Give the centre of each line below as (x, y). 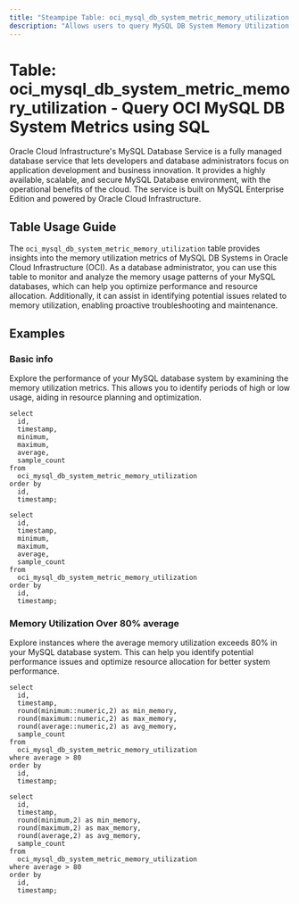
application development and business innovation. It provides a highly (137, 170)
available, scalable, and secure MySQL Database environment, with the (140, 180)
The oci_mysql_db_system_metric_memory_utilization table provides (135, 249)
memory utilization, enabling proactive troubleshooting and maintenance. (144, 305)
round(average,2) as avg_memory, (79, 836)
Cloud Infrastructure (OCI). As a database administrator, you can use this (143, 268)
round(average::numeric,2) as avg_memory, (97, 727)
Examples (37, 333)
